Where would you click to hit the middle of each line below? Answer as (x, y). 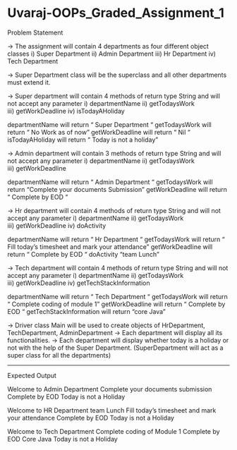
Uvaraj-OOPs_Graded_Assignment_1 (116, 13)
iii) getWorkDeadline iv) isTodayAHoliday (66, 111)
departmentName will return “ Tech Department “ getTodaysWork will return (117, 296)
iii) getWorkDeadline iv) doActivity (57, 225)
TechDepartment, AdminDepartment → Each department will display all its (115, 332)
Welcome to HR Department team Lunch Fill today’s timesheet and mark (112, 410)
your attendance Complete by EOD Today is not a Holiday (91, 418)
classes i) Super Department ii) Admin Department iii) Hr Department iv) (112, 54)
